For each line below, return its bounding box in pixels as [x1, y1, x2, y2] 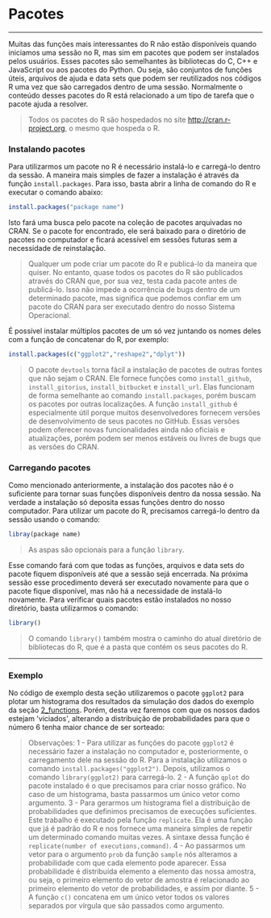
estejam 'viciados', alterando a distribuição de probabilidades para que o [8, 714, 250, 724]
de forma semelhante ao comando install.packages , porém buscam [27, 390, 256, 400]
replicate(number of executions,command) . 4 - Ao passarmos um [27, 841, 246, 851]
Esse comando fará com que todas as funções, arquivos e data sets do [8, 561, 244, 570]
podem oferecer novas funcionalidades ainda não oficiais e [27, 424, 226, 434]
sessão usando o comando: [8, 515, 101, 524]
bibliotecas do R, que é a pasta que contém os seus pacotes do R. [27, 642, 248, 652]
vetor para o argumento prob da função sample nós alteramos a [27, 849, 238, 859]
